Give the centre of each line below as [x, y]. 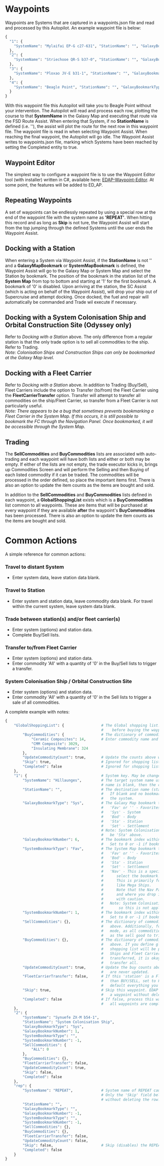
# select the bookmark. [131, 876]
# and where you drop [129, 894]
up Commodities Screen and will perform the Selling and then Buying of [77, 470]
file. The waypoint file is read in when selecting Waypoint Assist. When [76, 132]
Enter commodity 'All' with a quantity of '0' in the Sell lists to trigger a [82, 697]
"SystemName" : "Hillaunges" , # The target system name [88, 780]
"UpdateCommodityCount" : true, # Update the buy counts [87, 967]
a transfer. [22, 669]
